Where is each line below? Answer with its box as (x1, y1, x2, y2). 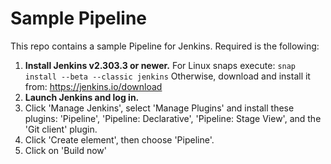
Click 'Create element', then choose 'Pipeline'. (24, 133, 215, 146)
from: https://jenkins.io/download (24, 80, 163, 92)
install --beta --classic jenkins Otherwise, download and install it (24, 70, 311, 82)
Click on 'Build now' (24, 144, 108, 156)
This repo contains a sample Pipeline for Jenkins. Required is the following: (10, 40, 320, 52)
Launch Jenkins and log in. (24, 91, 140, 103)
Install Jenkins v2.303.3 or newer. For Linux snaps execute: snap (24, 59, 297, 71)
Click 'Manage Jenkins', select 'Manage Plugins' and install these (24, 102, 295, 114)
